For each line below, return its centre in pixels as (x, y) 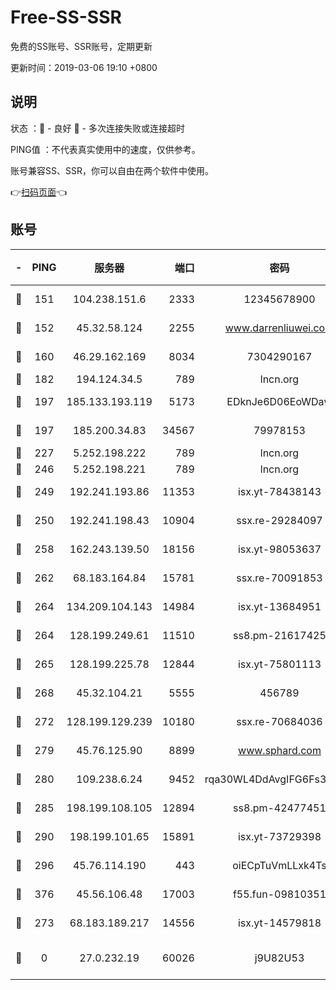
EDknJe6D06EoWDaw (279, 401)
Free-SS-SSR (66, 17)
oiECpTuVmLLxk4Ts (279, 865)
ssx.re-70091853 (279, 578)
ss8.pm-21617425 (280, 635)
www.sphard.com (280, 750)
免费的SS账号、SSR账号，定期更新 (81, 46)
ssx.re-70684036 (279, 721)
